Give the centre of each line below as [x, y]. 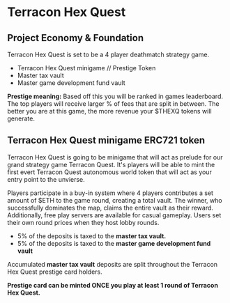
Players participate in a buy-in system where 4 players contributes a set [110, 193]
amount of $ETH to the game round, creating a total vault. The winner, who [115, 200]
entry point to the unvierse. [46, 179]
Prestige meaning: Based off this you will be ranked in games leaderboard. [115, 96]
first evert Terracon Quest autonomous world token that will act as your [110, 172]
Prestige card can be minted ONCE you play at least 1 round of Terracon [113, 285]
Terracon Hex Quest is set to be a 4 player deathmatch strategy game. [108, 54]
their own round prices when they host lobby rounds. [83, 222]
